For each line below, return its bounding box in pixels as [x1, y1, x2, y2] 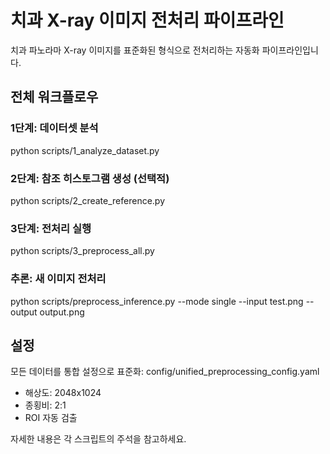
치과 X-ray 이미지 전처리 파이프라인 [10, 9, 285, 32]
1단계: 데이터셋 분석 [10, 121, 99, 135]
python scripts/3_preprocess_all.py [10, 245, 155, 257]
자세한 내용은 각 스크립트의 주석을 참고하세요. [10, 433, 187, 445]
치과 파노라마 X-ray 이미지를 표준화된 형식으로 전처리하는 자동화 [10, 44, 260, 56]
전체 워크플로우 [10, 89, 99, 106]
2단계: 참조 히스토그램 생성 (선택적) [10, 171, 170, 185]
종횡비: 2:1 [24, 399, 67, 411]
